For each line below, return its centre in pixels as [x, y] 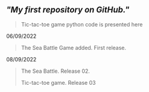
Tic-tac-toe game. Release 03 [58, 82]
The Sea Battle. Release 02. [55, 71]
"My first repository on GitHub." [68, 10]
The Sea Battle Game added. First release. [74, 48]
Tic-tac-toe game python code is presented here [82, 24]
